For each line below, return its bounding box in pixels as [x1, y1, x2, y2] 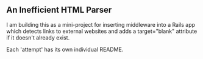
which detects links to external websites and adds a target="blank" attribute [6, 27, 198, 35]
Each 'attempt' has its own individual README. [6, 46, 124, 53]
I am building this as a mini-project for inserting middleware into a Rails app [6, 21, 196, 28]
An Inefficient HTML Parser [6, 5, 112, 15]
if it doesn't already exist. [6, 33, 70, 41]
